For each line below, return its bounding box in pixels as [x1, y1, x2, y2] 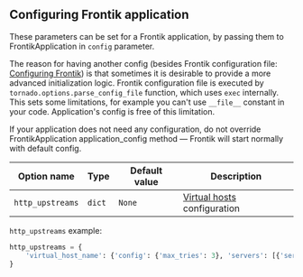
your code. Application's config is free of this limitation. [9, 106, 215, 116]
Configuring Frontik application [9, 7, 189, 23]
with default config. [9, 143, 82, 153]
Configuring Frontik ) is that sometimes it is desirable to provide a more [9, 68, 271, 78]
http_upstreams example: [9, 225, 102, 235]
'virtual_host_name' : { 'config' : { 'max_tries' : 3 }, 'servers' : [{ [25, 251, 280, 260]
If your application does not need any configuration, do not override [9, 124, 262, 134]
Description [210, 170, 262, 182]
